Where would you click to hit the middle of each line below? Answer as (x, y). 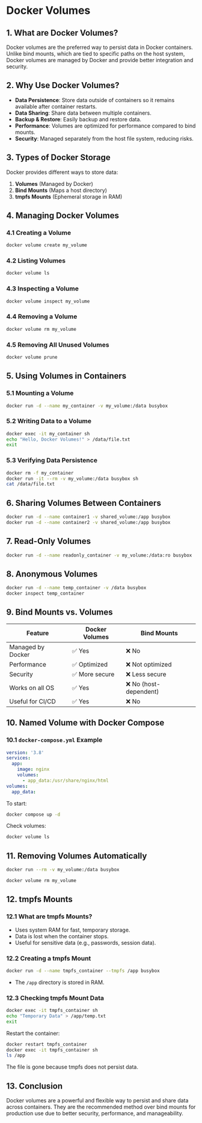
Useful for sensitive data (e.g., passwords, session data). (85, 942)
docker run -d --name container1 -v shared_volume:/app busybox (88, 517)
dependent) (142, 691)
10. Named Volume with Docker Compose (85, 723)
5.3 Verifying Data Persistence (52, 461)
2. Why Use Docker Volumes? (63, 85)
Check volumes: (26, 826)
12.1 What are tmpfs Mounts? (49, 917)
